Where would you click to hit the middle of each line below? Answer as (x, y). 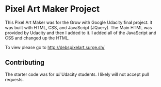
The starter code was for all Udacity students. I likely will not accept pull (77, 74)
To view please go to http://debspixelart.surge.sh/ (55, 47)
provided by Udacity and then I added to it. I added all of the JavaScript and (81, 33)
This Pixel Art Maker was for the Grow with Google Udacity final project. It (79, 22)
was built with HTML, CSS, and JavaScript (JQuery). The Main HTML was (79, 27)
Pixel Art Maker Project (52, 9)
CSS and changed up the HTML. (37, 38)
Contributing (25, 62)
